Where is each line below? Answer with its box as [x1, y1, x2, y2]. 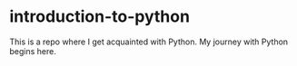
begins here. [9, 45, 56, 56]
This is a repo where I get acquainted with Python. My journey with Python [9, 36, 289, 47]
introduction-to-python [9, 6, 191, 27]
